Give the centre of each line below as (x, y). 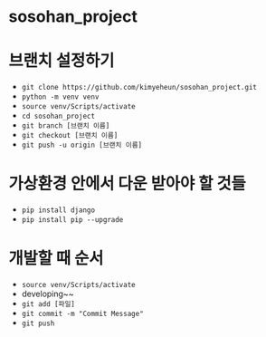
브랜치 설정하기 (62, 61)
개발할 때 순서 (56, 259)
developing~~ (47, 294)
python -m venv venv (60, 97)
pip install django (58, 210)
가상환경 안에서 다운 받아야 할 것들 (127, 184)
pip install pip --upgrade (72, 220)
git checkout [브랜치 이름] (70, 136)
